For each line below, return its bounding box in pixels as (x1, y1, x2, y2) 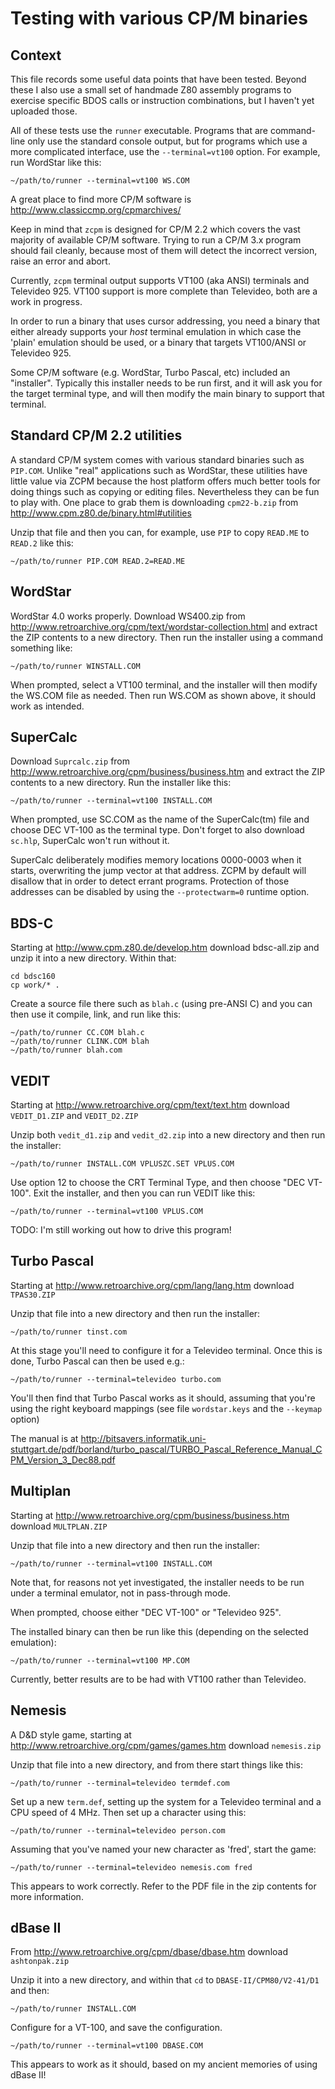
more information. (10, 1890, 84, 1902)
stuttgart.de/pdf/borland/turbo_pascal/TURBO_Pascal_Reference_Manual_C (10, 1443, 323, 1455)
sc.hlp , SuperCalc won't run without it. (10, 835, 170, 847)
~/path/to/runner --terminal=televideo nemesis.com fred (10, 1862, 253, 1872)
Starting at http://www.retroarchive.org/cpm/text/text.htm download (10, 1099, 290, 1111)
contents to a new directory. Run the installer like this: (10, 777, 232, 789)
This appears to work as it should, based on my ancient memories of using (10, 2058, 318, 2071)
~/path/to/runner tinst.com (10, 1327, 128, 1337)
